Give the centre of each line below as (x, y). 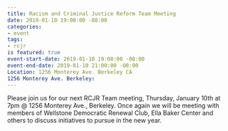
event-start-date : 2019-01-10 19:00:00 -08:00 (76, 59)
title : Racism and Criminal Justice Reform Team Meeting (92, 14)
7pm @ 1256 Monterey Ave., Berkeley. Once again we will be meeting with (113, 106)
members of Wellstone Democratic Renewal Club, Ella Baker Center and (111, 113)
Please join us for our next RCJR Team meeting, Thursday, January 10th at (114, 98)
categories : (24, 26)
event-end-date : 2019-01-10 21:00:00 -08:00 (73, 65)
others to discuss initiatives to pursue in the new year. (85, 121)
